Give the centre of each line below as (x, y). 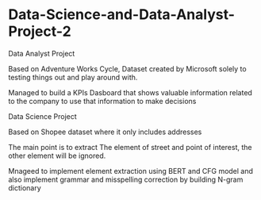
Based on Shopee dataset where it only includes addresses (105, 132)
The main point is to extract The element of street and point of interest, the (130, 147)
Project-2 (40, 31)
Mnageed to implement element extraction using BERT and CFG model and (131, 171)
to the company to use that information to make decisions (102, 101)
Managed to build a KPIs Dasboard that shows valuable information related (130, 92)
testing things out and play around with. (73, 77)
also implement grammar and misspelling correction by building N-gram (126, 179)
